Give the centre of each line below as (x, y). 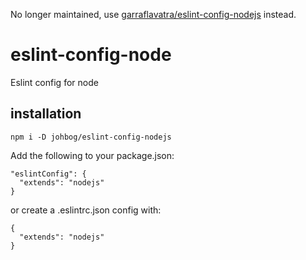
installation (46, 114)
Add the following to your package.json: (92, 155)
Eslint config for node (54, 82)
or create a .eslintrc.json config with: (86, 210)
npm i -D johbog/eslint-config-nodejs (91, 137)
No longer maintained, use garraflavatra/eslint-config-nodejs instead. (153, 14)
